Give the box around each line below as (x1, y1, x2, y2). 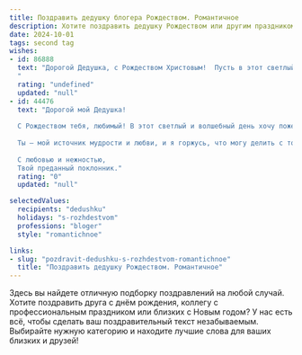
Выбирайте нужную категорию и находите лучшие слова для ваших (9, 325, 271, 337)
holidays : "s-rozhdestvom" (17, 213, 119, 222)
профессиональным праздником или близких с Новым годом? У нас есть (9, 306, 293, 317)
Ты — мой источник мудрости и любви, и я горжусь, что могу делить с (17, 138, 283, 147)
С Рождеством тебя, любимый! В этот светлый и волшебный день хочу (17, 122, 276, 131)
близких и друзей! (9, 335, 79, 346)
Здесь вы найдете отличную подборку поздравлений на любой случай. (9, 288, 285, 298)
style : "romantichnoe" (17, 230, 102, 239)
